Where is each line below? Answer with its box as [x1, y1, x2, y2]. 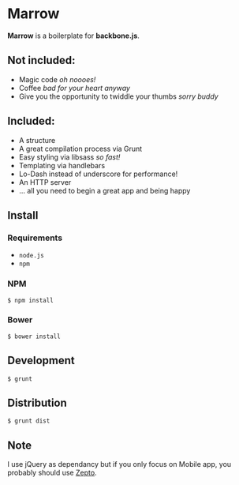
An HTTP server [18, 177, 72, 186]
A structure [18, 135, 56, 145]
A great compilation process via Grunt [18, 144, 143, 153]
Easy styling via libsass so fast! [18, 152, 121, 162]
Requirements [7, 232, 63, 243]
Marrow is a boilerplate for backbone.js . [7, 31, 140, 40]
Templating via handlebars [18, 160, 106, 170]
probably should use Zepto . [7, 468, 97, 478]
